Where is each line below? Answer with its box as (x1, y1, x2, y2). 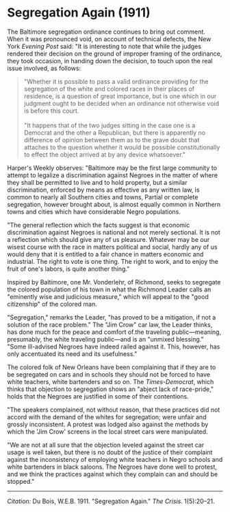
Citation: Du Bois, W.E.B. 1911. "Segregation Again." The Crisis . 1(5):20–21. (7, 497, 215, 505)
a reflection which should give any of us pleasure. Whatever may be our (7, 235, 210, 243)
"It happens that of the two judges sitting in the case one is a (23, 121, 196, 129)
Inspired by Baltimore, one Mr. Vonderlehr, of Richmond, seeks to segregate (7, 278, 221, 286)
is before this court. (23, 107, 79, 115)
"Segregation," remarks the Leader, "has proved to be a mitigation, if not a (7, 313, 216, 321)
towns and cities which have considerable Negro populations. (7, 208, 181, 216)
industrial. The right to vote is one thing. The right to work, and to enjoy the (7, 257, 219, 265)
